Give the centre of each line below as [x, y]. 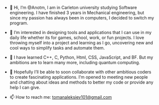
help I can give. [25, 87]
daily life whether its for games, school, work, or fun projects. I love [77, 37]
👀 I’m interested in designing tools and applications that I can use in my [80, 32]
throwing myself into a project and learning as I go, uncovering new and [81, 43]
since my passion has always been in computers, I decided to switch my [82, 18]
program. [19, 23]
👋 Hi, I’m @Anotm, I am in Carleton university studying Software [73, 8]
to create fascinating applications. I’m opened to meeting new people [79, 77]
